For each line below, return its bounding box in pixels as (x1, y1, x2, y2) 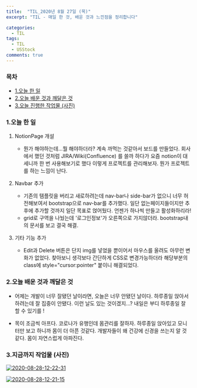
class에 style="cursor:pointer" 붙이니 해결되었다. (23, 262, 139, 269)
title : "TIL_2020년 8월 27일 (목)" (6, 8, 91, 15)
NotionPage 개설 (14, 133, 55, 140)
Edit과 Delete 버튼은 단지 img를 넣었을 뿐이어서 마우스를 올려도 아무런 (23, 247, 184, 254)
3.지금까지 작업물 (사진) (6, 350, 69, 359)
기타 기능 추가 (14, 234, 46, 242)
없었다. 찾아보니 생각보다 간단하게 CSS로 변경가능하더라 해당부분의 (34, 254, 188, 261)
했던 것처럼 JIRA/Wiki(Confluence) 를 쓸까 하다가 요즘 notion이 (34, 153, 182, 160)
